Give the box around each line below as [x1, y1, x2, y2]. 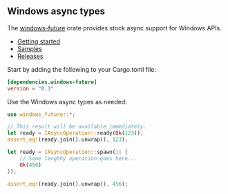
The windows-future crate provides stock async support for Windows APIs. [7, 23, 222, 32]
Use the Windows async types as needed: [7, 97, 128, 106]
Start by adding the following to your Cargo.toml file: [7, 65, 157, 73]
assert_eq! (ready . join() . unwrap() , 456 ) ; [7, 180, 129, 187]
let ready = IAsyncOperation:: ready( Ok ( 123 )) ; [7, 130, 144, 137]
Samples [17, 44, 43, 52]
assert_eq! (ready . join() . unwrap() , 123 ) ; [7, 136, 129, 144]
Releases [17, 52, 44, 60]
